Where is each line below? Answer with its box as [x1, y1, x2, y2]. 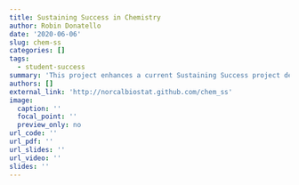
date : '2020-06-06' [9, 29, 82, 38]
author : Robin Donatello [9, 21, 101, 30]
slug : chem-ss [9, 37, 62, 47]
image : [9, 95, 34, 105]
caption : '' [17, 104, 62, 113]
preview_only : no [17, 121, 82, 130]
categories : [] [9, 46, 66, 55]
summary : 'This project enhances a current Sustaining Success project [9, 71, 280, 80]
